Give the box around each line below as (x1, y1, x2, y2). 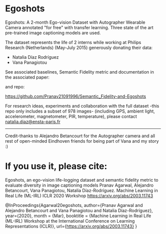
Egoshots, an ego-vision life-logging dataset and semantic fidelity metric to (5, 177, 159, 183)
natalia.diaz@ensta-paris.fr (5, 118, 61, 124)
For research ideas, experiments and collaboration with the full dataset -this (5, 103, 160, 109)
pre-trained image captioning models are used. (5, 30, 101, 36)
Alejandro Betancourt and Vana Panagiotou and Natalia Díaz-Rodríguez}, (5, 207, 153, 213)
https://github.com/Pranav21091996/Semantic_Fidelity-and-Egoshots (5, 93, 146, 99)
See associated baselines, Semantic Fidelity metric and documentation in (5, 69, 154, 75)
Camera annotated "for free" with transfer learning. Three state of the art (5, 24, 154, 30)
